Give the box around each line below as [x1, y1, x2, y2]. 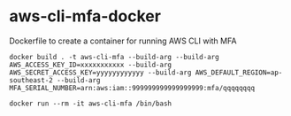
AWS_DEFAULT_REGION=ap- [195, 68, 283, 77]
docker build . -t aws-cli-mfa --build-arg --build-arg [9, 52, 219, 61]
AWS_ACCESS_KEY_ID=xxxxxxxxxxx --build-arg [9, 60, 172, 69]
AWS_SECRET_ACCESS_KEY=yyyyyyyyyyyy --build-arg [9, 68, 192, 77]
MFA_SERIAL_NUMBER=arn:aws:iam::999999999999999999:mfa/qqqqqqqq [9, 83, 255, 92]
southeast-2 [9, 75, 53, 85]
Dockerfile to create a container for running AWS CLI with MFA [9, 35, 237, 46]
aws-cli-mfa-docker [9, 6, 162, 27]
